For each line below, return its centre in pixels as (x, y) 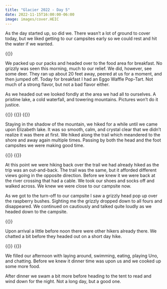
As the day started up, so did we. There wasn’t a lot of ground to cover (78, 33)
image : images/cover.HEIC (32, 19)
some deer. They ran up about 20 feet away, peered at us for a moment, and (83, 74)
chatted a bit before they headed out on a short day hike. (64, 236)
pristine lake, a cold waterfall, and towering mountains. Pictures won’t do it (82, 99)
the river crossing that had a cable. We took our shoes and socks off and (80, 181)
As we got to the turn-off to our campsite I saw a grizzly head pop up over (82, 196)
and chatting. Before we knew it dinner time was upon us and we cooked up (83, 261)
